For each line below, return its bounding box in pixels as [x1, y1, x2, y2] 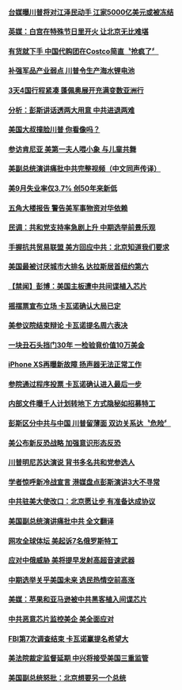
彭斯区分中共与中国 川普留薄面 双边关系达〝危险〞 [8, 419, 172, 428]
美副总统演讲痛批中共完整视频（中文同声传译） [8, 164, 161, 173]
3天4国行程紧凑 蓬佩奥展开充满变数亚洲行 [8, 85, 144, 95]
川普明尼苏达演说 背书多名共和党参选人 [8, 457, 135, 467]
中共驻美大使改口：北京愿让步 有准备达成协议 [8, 497, 156, 506]
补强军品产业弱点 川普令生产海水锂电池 [8, 66, 135, 75]
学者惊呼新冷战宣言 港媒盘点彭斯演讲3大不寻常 [8, 477, 161, 487]
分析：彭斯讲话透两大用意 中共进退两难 [8, 105, 135, 115]
